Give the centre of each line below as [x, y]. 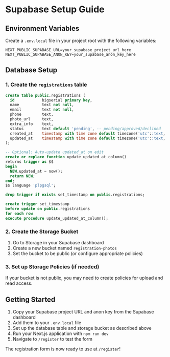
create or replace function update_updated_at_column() [66, 157]
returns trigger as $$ [29, 162]
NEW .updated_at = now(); [36, 171]
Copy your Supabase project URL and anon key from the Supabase [83, 312]
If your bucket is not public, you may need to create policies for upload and [84, 278]
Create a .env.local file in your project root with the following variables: [81, 40]
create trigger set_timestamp [38, 204]
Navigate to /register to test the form [53, 339]
